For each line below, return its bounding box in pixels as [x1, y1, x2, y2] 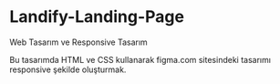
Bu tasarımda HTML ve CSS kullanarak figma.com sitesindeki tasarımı [9, 54, 272, 65]
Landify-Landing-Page [9, 6, 185, 27]
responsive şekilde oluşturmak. [9, 64, 127, 75]
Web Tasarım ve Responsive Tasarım [9, 37, 148, 47]
